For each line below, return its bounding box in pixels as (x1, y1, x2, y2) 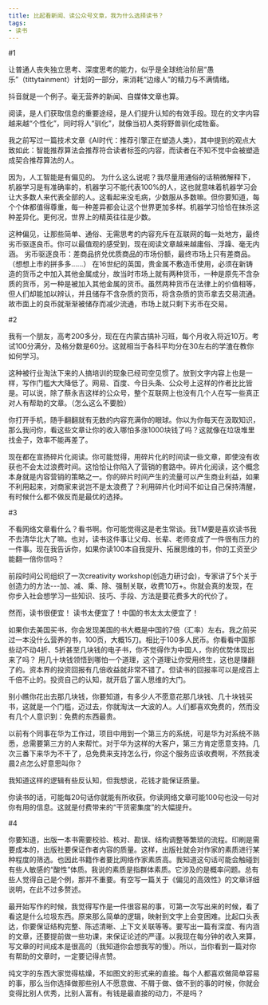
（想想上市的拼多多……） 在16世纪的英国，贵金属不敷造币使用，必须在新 (8, 259, 246, 269)
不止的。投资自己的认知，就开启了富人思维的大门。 (22, 675, 190, 684)
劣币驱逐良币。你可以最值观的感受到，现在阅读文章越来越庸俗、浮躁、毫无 (8, 239, 253, 249)
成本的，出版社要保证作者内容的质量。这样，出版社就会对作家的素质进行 (14, 845, 253, 854)
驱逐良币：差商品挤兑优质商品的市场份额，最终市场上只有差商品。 (37, 249, 255, 259)
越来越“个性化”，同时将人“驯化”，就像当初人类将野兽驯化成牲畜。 (8, 119, 223, 128)
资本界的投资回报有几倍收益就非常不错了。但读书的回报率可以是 (29, 665, 239, 675)
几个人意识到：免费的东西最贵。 (14, 711, 120, 722)
